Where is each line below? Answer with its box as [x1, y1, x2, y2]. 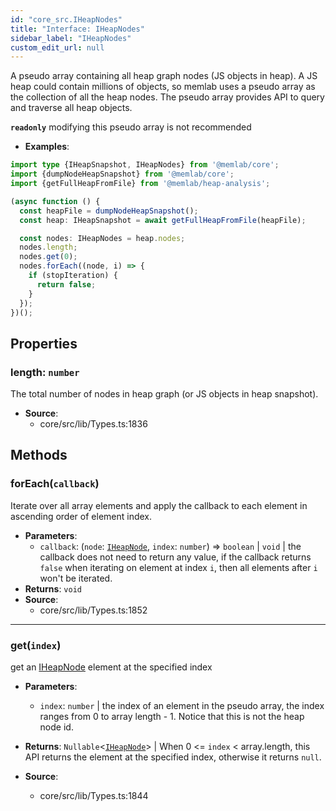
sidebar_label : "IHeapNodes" [10, 33, 132, 43]
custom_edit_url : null [10, 42, 105, 53]
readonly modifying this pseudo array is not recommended [10, 121, 252, 133]
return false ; [36, 279, 97, 290]
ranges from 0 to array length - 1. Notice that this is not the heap [39, 711, 305, 723]
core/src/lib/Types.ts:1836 [39, 418, 148, 430]
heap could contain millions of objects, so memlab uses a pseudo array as [10, 81, 316, 93]
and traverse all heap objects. [10, 102, 133, 114]
